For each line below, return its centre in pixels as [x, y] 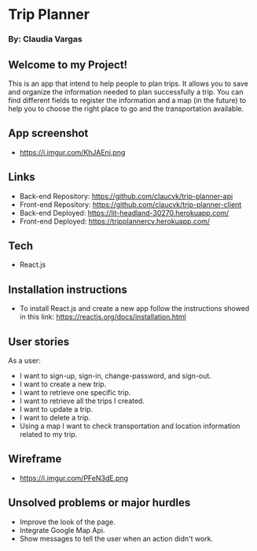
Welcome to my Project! [68, 65]
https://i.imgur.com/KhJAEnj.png [72, 152]
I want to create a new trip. [63, 384]
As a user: [24, 361]
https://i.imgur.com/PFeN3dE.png [73, 478]
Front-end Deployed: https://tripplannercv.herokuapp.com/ [115, 221]
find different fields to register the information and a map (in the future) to [127, 100]
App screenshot [48, 133]
